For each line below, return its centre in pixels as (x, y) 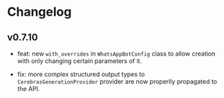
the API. (28, 89)
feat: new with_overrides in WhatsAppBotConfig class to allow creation (116, 53)
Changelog (39, 12)
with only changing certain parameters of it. (80, 61)
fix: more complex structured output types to (81, 74)
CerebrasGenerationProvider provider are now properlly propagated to (117, 82)
